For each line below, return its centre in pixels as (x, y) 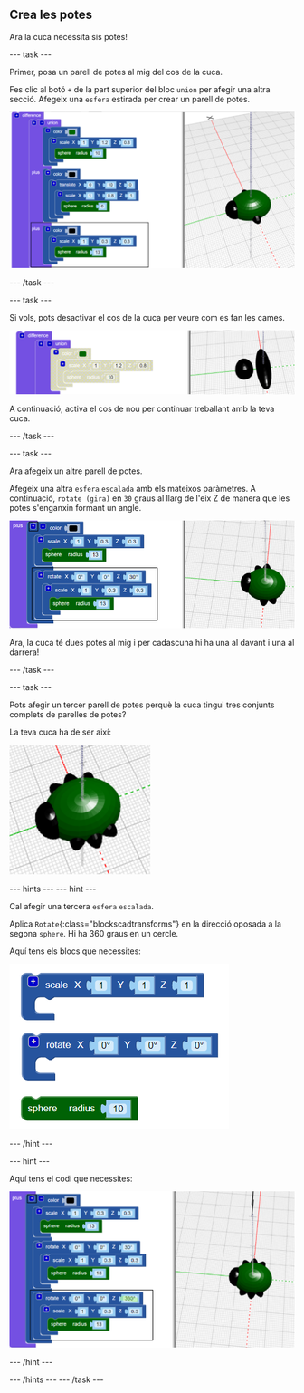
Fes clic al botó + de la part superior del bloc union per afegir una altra (140, 89)
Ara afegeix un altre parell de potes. (76, 471)
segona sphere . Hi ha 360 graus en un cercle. (94, 933)
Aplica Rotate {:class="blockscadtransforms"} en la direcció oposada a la (146, 924)
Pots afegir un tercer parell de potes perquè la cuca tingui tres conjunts (142, 705)
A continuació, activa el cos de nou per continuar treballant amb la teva (142, 408)
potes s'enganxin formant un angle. (76, 507)
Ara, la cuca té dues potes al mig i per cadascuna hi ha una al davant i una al (152, 642)
